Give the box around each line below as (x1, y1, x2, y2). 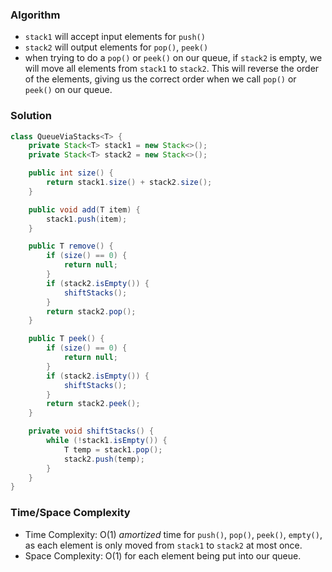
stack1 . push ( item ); (46, 214, 128, 224)
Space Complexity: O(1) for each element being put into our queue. (24, 549, 302, 562)
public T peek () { (28, 334, 105, 344)
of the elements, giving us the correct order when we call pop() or (24, 73, 297, 85)
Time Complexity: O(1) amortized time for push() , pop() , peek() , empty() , (24, 528, 323, 540)
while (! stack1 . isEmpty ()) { (46, 436, 168, 446)
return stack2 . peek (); (46, 399, 141, 409)
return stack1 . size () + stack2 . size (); (46, 178, 213, 188)
